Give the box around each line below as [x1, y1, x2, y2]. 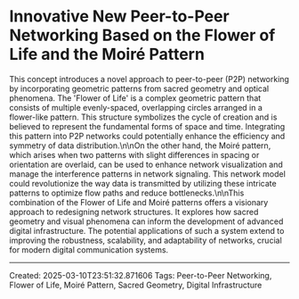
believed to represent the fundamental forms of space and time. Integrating [9, 120, 286, 131]
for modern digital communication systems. [9, 244, 169, 255]
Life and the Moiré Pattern [9, 45, 205, 64]
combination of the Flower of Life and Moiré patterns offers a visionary [9, 196, 269, 207]
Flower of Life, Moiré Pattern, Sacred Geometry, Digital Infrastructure [9, 279, 263, 290]
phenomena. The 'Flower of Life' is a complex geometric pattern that [9, 92, 262, 104]
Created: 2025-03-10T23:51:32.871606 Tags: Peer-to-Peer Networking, [9, 270, 272, 280]
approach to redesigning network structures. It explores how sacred [9, 206, 259, 217]
